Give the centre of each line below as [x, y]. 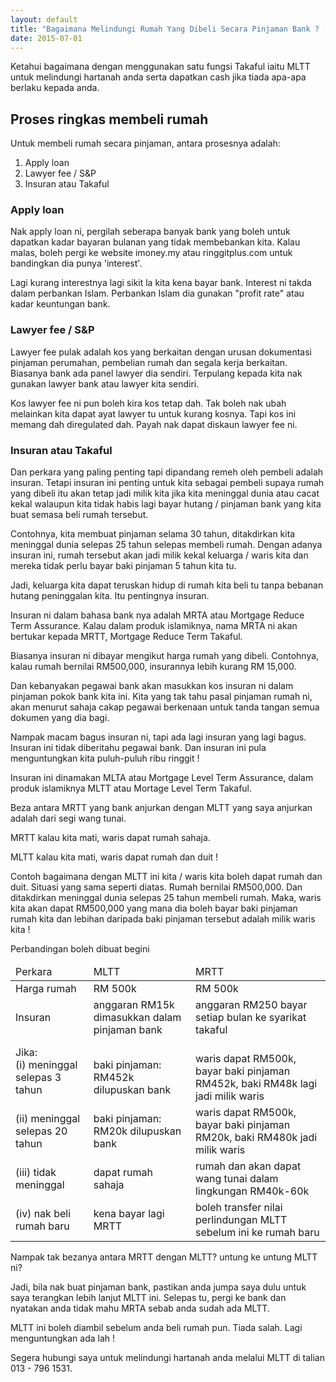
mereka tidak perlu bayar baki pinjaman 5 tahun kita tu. [123, 566]
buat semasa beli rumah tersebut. [79, 515]
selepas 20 [41, 1131]
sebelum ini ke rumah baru [257, 1233]
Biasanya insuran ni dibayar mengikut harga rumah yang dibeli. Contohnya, [165, 656]
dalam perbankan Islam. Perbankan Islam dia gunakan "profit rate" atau [157, 293]
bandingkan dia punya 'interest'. [76, 263]
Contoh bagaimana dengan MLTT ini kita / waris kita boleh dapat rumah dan [166, 877]
